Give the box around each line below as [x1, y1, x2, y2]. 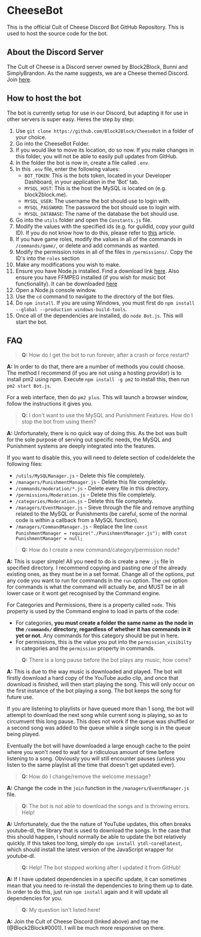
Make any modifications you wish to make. [15, 261, 121, 268]
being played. [7, 731, 41, 738]
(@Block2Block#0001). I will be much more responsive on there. [7, 924, 165, 932]
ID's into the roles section [15, 254, 80, 261]
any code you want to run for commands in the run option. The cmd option [7, 577, 188, 585]
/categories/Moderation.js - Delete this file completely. [15, 498, 154, 505]
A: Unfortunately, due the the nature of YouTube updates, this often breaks [7, 821, 191, 828]
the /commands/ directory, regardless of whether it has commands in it [15, 626, 191, 633]
